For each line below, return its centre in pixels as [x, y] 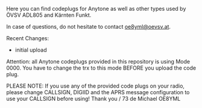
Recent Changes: [28, 38]
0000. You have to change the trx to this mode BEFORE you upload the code [101, 68]
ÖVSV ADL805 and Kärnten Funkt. [49, 15]
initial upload [31, 50]
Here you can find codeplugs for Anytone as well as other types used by [96, 9]
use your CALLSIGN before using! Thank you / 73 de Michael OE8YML [93, 99]
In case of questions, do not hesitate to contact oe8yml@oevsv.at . [88, 27]
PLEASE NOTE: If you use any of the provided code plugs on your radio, [96, 86]
